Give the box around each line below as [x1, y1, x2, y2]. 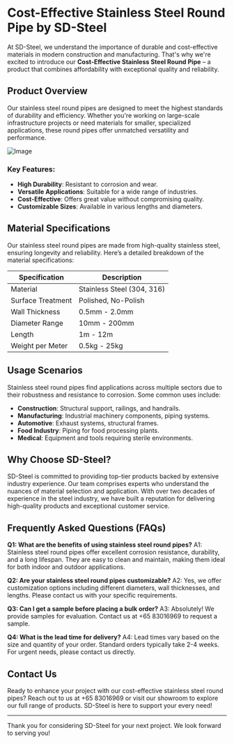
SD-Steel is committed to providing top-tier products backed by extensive [7, 472, 219, 480]
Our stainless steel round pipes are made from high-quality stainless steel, [7, 241, 221, 249]
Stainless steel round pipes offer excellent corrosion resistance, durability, [7, 548, 220, 556]
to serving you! [7, 729, 51, 737]
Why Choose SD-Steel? [7, 454, 111, 466]
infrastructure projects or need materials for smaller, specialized [7, 119, 192, 127]
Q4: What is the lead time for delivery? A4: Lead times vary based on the [7, 633, 219, 641]
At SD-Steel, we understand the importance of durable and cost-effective [7, 43, 218, 51]
